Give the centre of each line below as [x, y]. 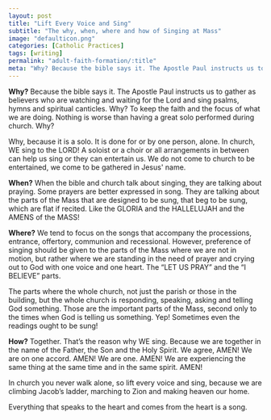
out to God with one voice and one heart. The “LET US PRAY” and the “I [127, 267]
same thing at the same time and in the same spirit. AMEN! [106, 367]
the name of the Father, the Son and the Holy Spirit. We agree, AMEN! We [130, 350]
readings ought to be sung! [53, 325]
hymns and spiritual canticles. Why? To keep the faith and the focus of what [134, 108]
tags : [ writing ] [35, 53]
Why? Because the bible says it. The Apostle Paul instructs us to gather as [132, 91]
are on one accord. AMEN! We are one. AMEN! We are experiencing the [127, 358]
